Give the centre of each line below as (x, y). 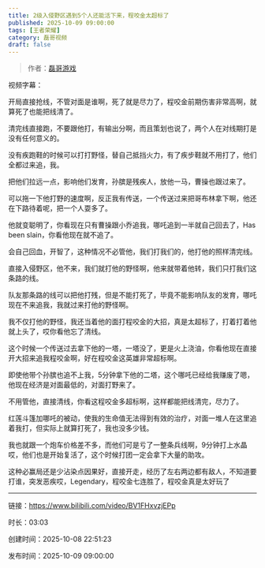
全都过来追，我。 (36, 165)
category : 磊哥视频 (38, 37)
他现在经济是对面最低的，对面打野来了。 (74, 385)
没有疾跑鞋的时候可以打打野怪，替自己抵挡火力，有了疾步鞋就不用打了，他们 (132, 155)
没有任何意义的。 (36, 138)
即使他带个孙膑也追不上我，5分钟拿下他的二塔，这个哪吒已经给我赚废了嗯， (131, 375)
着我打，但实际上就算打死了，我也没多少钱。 (81, 428)
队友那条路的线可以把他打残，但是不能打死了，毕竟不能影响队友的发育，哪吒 (132, 295)
